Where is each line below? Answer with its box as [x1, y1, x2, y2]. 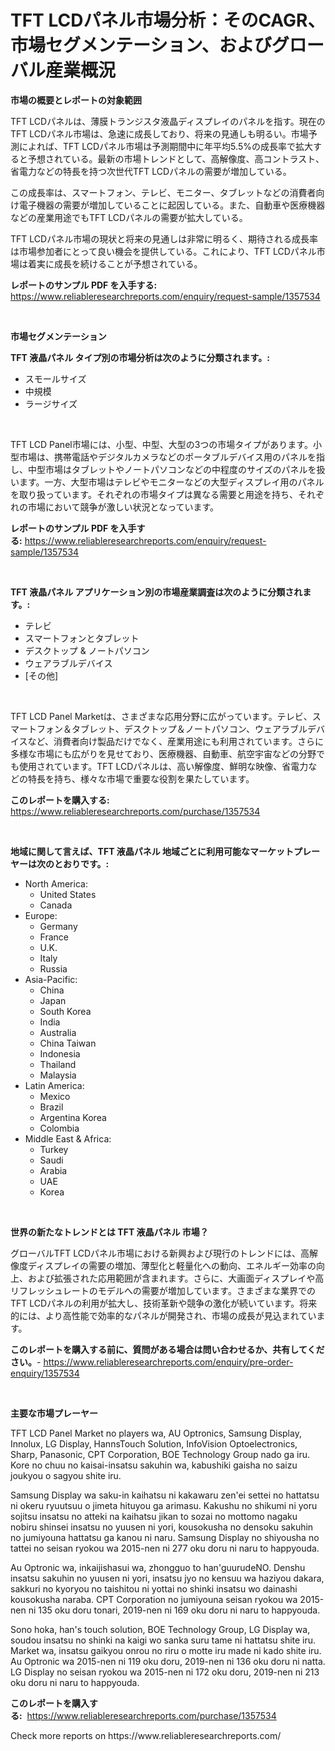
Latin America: [24, 1079, 85, 1091]
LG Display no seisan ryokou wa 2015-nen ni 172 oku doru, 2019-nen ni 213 [10, 1666, 320, 1678]
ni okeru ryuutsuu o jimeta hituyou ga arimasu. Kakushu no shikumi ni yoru [10, 1499, 318, 1511]
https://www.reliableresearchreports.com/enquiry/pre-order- [43, 1356, 294, 1368]
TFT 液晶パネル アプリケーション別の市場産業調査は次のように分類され [10, 586, 303, 598]
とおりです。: [53, 857, 110, 870]
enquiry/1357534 [10, 1367, 80, 1379]
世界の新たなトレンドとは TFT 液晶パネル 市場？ [10, 1226, 209, 1238]
